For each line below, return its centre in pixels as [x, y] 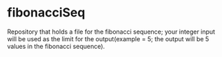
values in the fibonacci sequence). [56, 46]
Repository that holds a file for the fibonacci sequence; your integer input [111, 32]
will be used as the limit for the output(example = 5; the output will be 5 [108, 38]
